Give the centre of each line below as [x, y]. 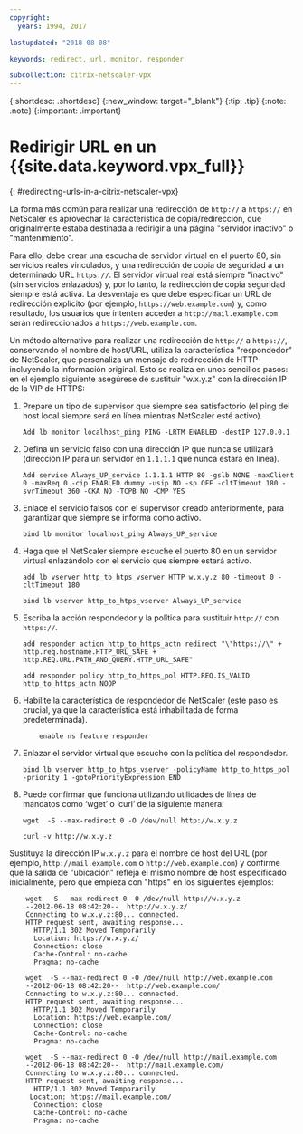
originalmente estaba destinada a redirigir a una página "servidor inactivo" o [151, 228]
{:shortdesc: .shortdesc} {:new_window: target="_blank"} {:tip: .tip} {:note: [148, 101]
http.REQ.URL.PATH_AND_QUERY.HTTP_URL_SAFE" [108, 660]
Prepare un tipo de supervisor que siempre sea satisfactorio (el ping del [156, 406]
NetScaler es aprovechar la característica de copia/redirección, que [136, 219]
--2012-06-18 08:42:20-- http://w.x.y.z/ [107, 907]
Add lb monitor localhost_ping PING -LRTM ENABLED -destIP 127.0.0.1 [156, 432]
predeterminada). [55, 720]
